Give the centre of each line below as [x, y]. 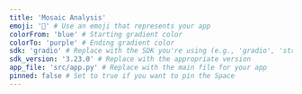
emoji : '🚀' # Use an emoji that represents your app [110, 26]
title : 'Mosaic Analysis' [58, 17]
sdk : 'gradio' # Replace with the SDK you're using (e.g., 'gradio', [142, 51]
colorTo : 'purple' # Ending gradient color [92, 43]
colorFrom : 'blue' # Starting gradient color [96, 34]
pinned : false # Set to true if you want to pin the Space [122, 76]
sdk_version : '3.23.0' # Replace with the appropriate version [130, 59]
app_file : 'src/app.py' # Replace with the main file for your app [138, 68]
